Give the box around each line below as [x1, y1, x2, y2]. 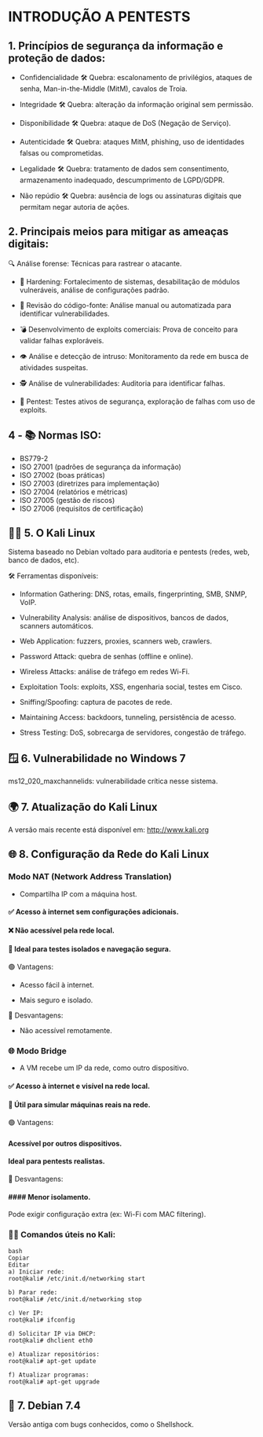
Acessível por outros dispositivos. [8, 1138, 122, 1148]
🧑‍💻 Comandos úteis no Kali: [8, 1230, 116, 1241]
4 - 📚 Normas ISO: [8, 429, 102, 442]
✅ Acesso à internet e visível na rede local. [8, 1081, 151, 1091]
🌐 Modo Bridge [8, 1046, 67, 1057]
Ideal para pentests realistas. [8, 1157, 105, 1166]
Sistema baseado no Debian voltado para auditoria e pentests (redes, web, [8, 547, 250, 557]
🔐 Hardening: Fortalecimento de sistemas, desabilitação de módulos [19, 277, 240, 286]
